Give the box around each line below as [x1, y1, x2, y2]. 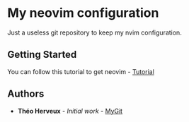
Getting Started [7, 49, 77, 61]
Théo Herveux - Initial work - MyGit [17, 106, 122, 115]
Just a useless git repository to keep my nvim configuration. [7, 28, 182, 37]
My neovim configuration [7, 5, 159, 21]
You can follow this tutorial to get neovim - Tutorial [7, 67, 154, 75]
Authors [7, 88, 45, 100]
